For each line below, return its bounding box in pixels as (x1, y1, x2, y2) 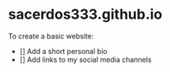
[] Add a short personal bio (19, 46, 108, 56)
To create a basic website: (8, 31, 94, 41)
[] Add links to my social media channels (19, 55, 152, 64)
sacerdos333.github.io (8, 5, 163, 23)
